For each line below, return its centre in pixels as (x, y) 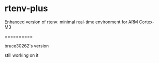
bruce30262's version (27, 46)
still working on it (22, 55)
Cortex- (147, 22)
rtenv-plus (26, 8)
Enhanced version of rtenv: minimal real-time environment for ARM (71, 22)
